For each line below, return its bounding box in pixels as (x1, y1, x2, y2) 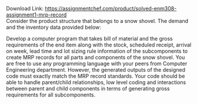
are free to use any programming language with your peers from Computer (6, 60, 188, 67)
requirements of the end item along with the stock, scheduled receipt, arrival (6, 41, 192, 48)
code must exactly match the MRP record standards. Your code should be (6, 73, 185, 79)
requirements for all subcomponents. (6, 91, 96, 98)
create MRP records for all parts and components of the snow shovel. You (6, 54, 185, 61)
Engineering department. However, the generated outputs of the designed (6, 66, 186, 73)
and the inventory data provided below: (6, 24, 102, 31)
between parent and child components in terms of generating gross (6, 85, 170, 92)
